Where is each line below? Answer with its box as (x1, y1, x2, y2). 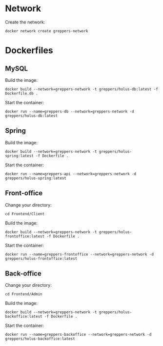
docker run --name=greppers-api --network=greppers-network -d (5, 171, 137, 176)
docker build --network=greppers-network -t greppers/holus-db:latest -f (5, 87, 159, 92)
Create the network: (5, 19, 45, 25)
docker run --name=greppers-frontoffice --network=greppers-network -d (5, 252, 154, 257)
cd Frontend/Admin (5, 292, 42, 297)
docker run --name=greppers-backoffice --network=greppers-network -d (5, 332, 152, 337)
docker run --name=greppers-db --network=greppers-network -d (5, 109, 134, 114)
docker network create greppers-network (5, 28, 89, 33)
